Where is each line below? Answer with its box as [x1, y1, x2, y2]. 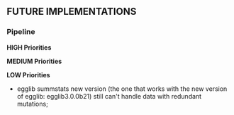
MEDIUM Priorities [6, 57, 62, 65]
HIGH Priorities [6, 43, 52, 52]
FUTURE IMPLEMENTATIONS [6, 6, 137, 18]
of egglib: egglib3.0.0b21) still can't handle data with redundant [16, 92, 202, 100]
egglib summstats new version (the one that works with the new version [16, 84, 228, 93]
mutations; [16, 99, 49, 108]
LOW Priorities [6, 70, 50, 79]
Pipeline [6, 27, 35, 37]
